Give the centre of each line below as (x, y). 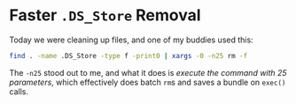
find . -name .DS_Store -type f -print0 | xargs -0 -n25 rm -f (129, 56)
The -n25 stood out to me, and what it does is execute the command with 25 (148, 72)
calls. (19, 91)
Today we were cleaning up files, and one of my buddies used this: (132, 40)
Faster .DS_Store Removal (105, 15)
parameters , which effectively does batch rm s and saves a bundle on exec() (148, 82)
